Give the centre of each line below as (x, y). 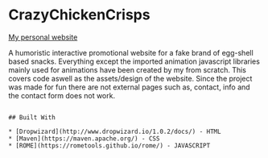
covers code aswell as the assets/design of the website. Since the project (130, 78)
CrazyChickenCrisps (79, 15)
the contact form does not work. (62, 95)
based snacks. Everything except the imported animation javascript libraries (134, 61)
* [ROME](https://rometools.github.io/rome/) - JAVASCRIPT (109, 146)
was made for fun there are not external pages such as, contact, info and (130, 87)
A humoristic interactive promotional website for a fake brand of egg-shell (131, 52)
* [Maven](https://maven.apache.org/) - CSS (84, 139)
